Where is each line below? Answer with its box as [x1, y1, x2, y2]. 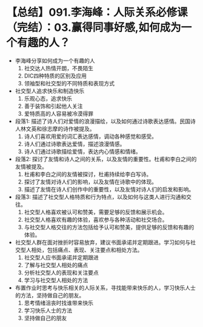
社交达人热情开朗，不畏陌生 [24, 64, 94, 71]
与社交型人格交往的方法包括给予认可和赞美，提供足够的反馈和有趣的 [24, 223, 195, 231]
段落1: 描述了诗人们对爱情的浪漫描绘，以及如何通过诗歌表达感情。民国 [15, 117, 191, 125]
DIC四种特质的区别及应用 [24, 72, 87, 79]
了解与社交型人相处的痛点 [24, 261, 88, 268]
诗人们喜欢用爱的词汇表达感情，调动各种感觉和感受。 [24, 133, 158, 140]
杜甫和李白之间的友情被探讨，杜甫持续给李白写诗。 [24, 170, 152, 177]
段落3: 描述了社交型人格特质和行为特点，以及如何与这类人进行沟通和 [15, 193, 187, 200]
